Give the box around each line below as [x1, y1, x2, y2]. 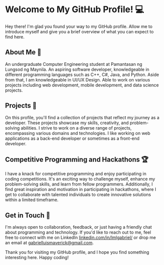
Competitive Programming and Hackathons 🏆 [5, 155, 149, 163]
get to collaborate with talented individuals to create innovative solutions [5, 192, 151, 198]
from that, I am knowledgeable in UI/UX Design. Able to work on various [5, 77, 150, 82]
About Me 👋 [5, 48, 42, 56]
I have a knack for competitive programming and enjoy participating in [5, 171, 147, 177]
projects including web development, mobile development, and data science [5, 82, 159, 88]
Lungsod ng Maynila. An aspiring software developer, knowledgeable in [5, 66, 149, 72]
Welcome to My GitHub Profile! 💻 [5, 4, 144, 15]
